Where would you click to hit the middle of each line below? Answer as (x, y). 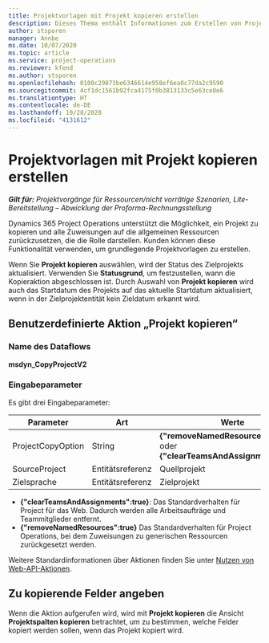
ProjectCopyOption (48, 446)
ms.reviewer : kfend (41, 68)
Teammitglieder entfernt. (60, 519)
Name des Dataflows (50, 347)
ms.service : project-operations (62, 61)
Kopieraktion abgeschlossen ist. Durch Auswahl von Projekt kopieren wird (131, 281)
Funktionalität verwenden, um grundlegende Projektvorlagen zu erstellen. (129, 249)
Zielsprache (35, 482)
